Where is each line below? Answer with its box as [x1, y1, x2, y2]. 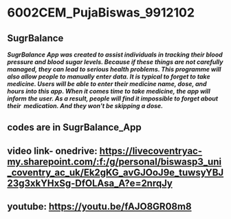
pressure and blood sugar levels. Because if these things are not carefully [7, 58, 223, 66]
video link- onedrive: [7, 145, 98, 156]
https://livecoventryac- [99, 145, 203, 156]
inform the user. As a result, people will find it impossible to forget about [7, 94, 219, 103]
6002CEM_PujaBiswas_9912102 [7, 5, 195, 21]
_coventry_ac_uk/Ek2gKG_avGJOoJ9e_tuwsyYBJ [7, 167, 224, 178]
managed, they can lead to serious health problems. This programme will [7, 65, 221, 73]
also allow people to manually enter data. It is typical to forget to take [7, 72, 211, 81]
